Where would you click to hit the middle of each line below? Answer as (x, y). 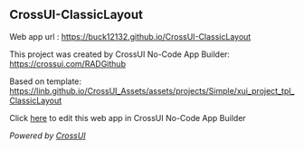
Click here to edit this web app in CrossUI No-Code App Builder (128, 117)
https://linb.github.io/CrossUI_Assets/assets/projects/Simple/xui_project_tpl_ (152, 90)
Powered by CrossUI (47, 136)
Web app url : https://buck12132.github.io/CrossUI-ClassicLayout (130, 36)
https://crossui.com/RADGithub (68, 63)
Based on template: (46, 81)
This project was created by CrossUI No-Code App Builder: (120, 54)
